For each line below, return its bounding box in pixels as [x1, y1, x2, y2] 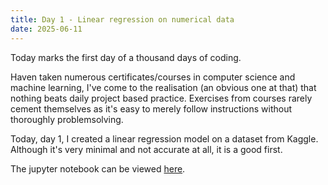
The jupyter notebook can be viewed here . [10, 162, 186, 175]
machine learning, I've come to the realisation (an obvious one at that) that [10, 81, 317, 93]
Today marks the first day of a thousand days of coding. [10, 51, 242, 63]
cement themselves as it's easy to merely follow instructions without [10, 102, 293, 115]
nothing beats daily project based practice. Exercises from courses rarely [10, 92, 313, 104]
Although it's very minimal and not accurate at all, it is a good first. [10, 143, 283, 155]
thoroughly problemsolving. [10, 113, 124, 125]
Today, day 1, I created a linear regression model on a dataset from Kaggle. [10, 132, 319, 145]
